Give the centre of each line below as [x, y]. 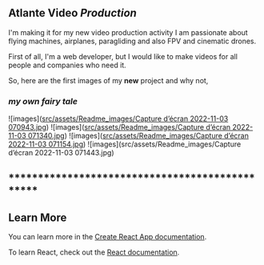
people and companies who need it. [67, 65]
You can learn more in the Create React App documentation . [108, 237]
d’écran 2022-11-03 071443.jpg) [61, 153]
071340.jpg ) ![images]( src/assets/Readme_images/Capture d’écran [138, 136]
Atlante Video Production [73, 13]
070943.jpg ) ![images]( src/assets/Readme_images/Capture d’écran [120, 127]
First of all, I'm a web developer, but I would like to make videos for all [123, 56]
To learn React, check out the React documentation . [94, 252]
